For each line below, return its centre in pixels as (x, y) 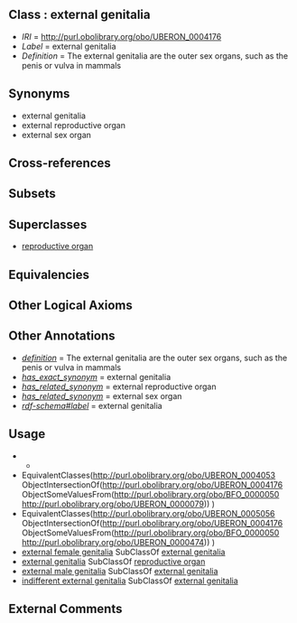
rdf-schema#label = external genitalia (92, 405)
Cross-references (60, 163)
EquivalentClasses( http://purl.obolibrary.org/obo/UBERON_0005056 (148, 513)
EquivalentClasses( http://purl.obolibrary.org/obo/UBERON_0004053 (148, 475)
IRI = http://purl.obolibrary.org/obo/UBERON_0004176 (121, 36)
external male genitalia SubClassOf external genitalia (120, 571)
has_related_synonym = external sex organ (102, 395)
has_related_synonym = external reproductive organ (119, 386)
